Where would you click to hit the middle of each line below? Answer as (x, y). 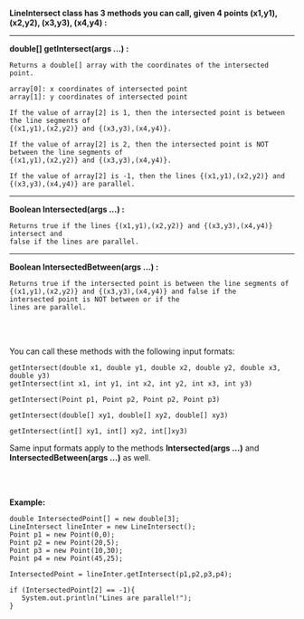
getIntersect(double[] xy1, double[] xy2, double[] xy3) (119, 415)
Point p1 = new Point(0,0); (62, 535)
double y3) (30, 376)
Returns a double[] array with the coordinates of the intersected (139, 65)
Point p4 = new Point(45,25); (66, 558)
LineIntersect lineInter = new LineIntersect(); (103, 527)
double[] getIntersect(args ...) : (69, 48)
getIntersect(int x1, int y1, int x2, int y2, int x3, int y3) (131, 384)
